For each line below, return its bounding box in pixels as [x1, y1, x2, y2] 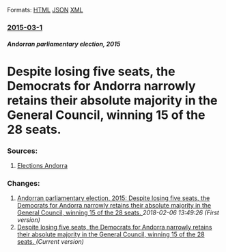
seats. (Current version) [16, 238, 84, 246]
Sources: [7, 146, 38, 156]
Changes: [7, 178, 40, 188]
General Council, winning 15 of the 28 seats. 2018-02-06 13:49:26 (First [16, 208, 220, 217]
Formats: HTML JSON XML [7, 6, 83, 14]
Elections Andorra [16, 162, 68, 169]
